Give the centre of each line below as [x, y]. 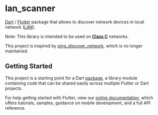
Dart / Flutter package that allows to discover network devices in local [75, 22]
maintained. [17, 51]
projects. [14, 88]
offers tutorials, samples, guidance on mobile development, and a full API [78, 103]
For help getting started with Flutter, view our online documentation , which [79, 98]
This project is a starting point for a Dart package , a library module [71, 78]
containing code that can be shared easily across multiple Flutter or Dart [77, 83]
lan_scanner [30, 8]
